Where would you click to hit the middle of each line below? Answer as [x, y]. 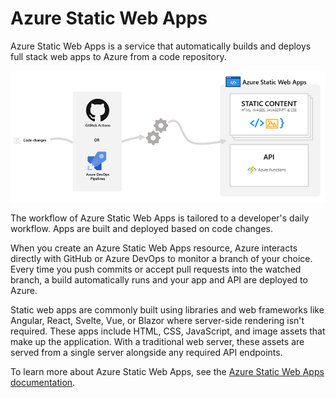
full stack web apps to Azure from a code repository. [118, 56]
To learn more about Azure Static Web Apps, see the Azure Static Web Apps [167, 372]
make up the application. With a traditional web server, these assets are [157, 342]
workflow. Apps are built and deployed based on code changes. [141, 229]
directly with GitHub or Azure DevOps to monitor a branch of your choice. [161, 259]
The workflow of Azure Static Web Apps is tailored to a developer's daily [160, 218]
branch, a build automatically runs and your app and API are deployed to [159, 280]
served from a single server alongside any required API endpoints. [146, 353]
